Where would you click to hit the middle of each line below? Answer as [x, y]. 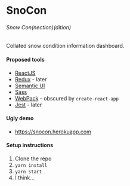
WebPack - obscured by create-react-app [67, 98]
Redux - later [31, 79]
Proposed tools [25, 59]
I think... [24, 178]
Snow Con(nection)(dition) [39, 27]
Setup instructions [30, 145]
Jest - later [28, 105]
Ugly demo [20, 118]
